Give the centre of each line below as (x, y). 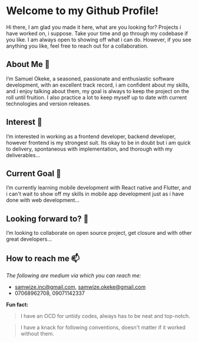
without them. (37, 333)
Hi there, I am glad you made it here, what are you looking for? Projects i (94, 27)
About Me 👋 (28, 64)
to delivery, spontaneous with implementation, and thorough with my (89, 149)
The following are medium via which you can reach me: (74, 275)
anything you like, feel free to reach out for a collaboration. (77, 46)
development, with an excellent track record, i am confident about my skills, (98, 85)
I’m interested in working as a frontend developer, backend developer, (91, 136)
